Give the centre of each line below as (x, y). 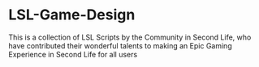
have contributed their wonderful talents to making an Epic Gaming (121, 45)
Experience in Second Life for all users (73, 54)
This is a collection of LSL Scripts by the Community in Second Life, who (130, 37)
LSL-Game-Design (72, 15)
